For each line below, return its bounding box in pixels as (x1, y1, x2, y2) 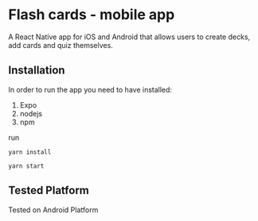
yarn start (8, 162, 45, 170)
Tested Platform (8, 184, 90, 197)
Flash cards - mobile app (8, 6, 175, 24)
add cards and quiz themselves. (8, 40, 113, 49)
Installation (8, 64, 65, 77)
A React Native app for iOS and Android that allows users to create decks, (8, 32, 251, 41)
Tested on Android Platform (8, 205, 99, 215)
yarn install (8, 148, 52, 156)
